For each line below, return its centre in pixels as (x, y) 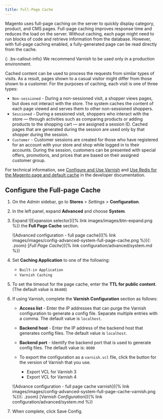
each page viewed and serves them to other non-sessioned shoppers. (82, 109)
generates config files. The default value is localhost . (73, 333)
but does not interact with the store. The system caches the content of (83, 103)
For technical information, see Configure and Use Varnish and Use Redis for (81, 170)
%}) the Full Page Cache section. (45, 226)
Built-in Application (41, 270)
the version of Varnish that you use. (55, 363)
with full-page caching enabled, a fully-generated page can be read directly (81, 44)
